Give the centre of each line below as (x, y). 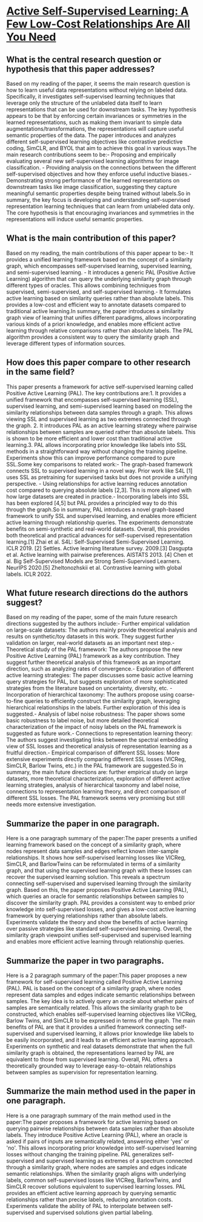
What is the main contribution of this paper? (91, 238)
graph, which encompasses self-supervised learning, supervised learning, (99, 266)
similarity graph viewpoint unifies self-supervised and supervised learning (99, 935)
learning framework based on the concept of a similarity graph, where (94, 845)
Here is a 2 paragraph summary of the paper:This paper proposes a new (97, 975)
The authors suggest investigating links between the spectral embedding (98, 740)
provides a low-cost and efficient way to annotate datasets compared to (96, 305)
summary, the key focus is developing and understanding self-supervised (98, 200)
